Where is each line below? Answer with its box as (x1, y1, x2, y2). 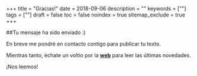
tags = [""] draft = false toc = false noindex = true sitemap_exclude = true (6, 11, 185, 18)
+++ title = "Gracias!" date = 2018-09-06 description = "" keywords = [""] (6, 5, 186, 12)
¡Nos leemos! (6, 63, 38, 70)
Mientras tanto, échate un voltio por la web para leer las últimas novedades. (6, 52, 191, 58)
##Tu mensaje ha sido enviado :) (6, 29, 86, 36)
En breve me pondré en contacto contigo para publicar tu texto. (6, 41, 161, 47)
